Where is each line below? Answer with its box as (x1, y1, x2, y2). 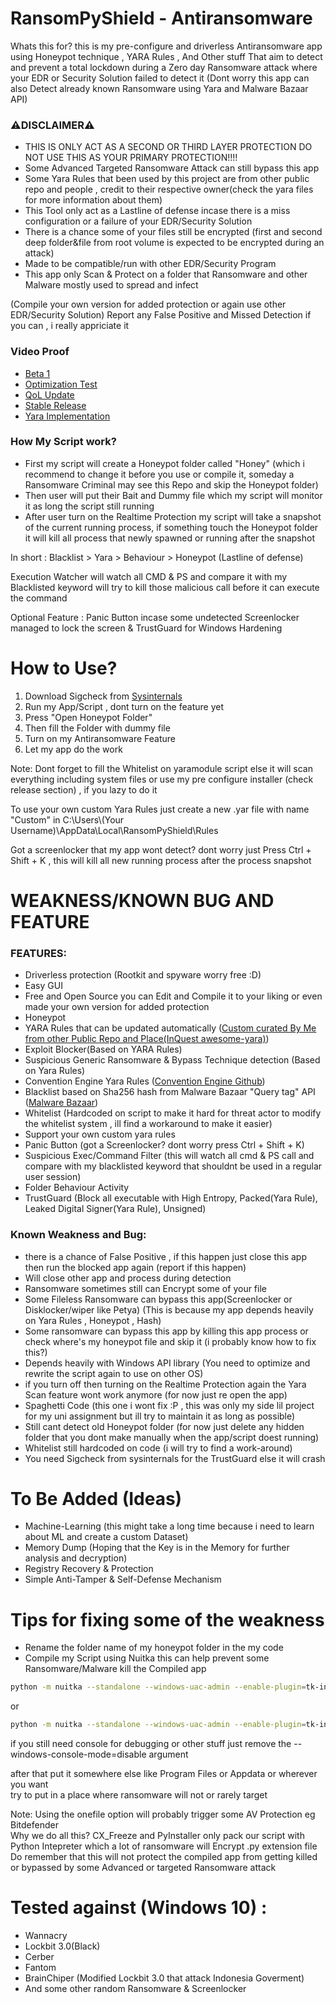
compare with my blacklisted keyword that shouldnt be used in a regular (24, 1160, 323, 1172)
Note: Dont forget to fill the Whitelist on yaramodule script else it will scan (10, 762, 313, 774)
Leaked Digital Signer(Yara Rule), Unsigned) (24, 1203, 207, 1215)
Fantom (24, 1962, 57, 1974)
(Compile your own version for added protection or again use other (10, 298, 287, 311)
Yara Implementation (24, 410, 111, 422)
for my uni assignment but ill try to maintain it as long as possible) (24, 1410, 296, 1422)
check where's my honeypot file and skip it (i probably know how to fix (24, 1335, 317, 1347)
